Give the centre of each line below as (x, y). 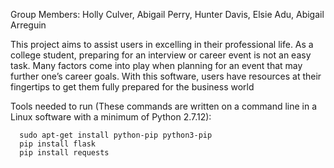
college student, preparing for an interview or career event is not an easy (161, 55)
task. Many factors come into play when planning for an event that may (156, 65)
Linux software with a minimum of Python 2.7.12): (111, 117)
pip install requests (64, 153)
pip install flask (58, 144)
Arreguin (28, 25)
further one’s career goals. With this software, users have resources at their (166, 76)
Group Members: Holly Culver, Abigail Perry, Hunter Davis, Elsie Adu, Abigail (167, 14)
